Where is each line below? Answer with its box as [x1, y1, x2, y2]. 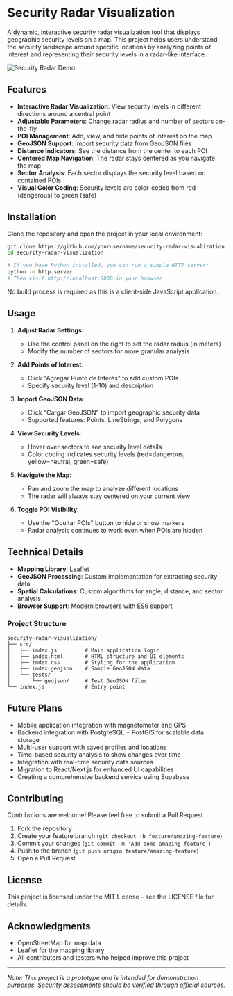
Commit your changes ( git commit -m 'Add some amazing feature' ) [17, 840, 212, 848]
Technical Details [7, 546, 84, 558]
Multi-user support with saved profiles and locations [17, 743, 167, 751]
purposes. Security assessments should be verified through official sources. [7, 981, 226, 989]
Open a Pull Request [17, 854, 76, 862]
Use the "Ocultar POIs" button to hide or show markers [27, 518, 185, 527]
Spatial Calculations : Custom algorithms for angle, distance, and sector [17, 586, 223, 595]
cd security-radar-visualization [7, 249, 104, 257]
